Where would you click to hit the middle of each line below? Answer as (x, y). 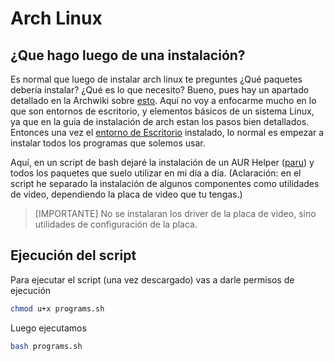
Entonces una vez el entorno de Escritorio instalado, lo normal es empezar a (167, 132)
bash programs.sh (46, 346)
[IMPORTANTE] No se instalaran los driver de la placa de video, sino (175, 213)
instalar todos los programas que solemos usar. (108, 143)
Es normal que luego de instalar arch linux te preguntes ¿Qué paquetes (156, 79)
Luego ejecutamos (48, 328)
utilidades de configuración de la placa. (116, 224)
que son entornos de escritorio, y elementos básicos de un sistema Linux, (162, 111)
